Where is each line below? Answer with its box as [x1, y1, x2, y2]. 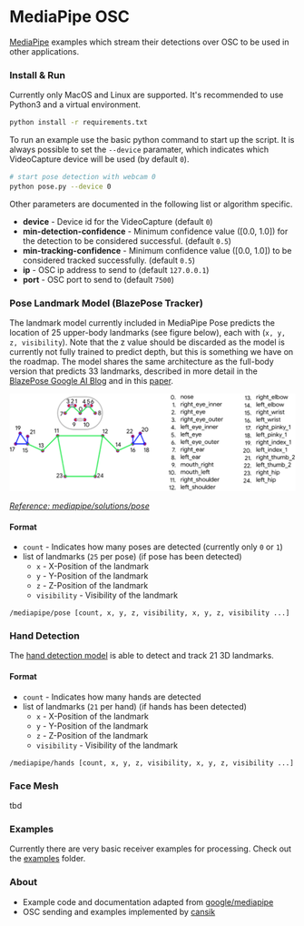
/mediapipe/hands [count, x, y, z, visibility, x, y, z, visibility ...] [9, 758, 295, 768]
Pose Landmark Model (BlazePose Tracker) [9, 297, 204, 309]
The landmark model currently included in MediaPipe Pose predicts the [9, 317, 275, 328]
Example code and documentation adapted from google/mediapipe [22, 896, 274, 907]
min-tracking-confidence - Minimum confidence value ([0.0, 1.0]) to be [22, 245, 292, 256]
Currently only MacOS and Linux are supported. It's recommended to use [9, 89, 284, 101]
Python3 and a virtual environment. [9, 99, 141, 110]
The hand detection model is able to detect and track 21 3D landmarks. [9, 650, 274, 661]
